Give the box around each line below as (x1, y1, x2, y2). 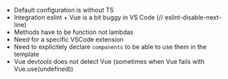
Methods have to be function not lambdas (13, 28, 134, 36)
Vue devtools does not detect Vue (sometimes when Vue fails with (13, 58, 205, 65)
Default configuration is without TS (13, 6, 114, 14)
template (13, 50, 40, 58)
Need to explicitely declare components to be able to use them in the (13, 43, 207, 51)
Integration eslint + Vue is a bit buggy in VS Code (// (13, 13, 163, 21)
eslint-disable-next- (164, 13, 222, 21)
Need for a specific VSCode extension (13, 35, 124, 44)
